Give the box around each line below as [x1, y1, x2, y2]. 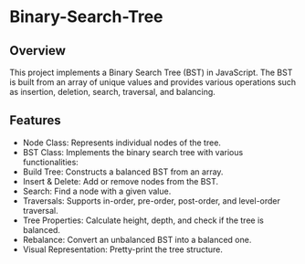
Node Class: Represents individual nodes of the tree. [22, 137, 222, 148]
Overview [9, 43, 67, 58]
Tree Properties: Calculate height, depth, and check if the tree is [22, 215, 265, 226]
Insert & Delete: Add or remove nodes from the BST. [22, 175, 219, 186]
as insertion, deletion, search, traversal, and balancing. [9, 87, 216, 97]
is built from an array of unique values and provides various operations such [9, 77, 297, 88]
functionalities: [22, 156, 79, 167]
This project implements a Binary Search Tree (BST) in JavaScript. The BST [9, 67, 293, 78]
